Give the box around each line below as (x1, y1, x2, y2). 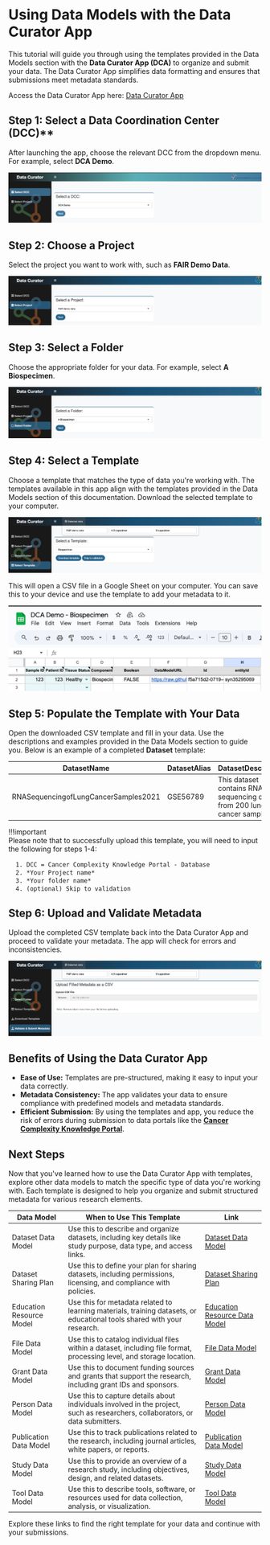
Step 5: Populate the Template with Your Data (8, 707, 240, 720)
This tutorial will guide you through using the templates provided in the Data (8, 49, 260, 59)
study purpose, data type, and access (67, 1240, 193, 1251)
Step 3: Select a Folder (8, 341, 124, 354)
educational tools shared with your (67, 1314, 182, 1324)
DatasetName (63, 763, 110, 772)
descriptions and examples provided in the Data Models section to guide (8, 737, 248, 747)
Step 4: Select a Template (8, 454, 139, 468)
